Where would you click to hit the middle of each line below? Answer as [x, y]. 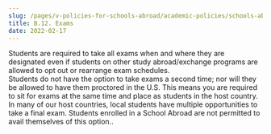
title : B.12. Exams [41, 23]
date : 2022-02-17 [38, 30]
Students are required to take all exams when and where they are [117, 54]
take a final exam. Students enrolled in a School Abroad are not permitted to [134, 113]
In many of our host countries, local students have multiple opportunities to [133, 104]
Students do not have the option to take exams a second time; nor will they [132, 79]
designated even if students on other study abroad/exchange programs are [133, 62]
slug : [17, 16]
